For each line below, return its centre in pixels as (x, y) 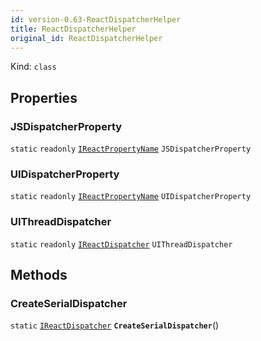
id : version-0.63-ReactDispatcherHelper (96, 19)
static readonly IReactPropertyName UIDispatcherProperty (131, 197)
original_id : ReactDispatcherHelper (86, 38)
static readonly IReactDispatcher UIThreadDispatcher (121, 244)
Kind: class (33, 67)
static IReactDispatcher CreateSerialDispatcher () (115, 325)
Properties (44, 97)
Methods (39, 275)
